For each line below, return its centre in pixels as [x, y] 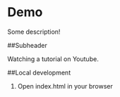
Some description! [34, 32]
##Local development [39, 72]
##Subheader [28, 45]
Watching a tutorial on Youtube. [53, 59]
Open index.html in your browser [65, 86]
